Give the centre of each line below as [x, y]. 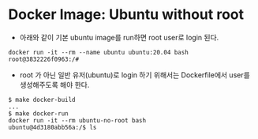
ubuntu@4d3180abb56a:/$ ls [52, 127]
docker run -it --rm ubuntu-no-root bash [77, 120]
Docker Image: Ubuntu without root [126, 15]
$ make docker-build [42, 100]
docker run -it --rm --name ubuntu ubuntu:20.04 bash [99, 52]
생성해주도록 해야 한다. [54, 85]
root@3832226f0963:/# [44, 59]
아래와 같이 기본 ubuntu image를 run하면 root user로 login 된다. [119, 37]
